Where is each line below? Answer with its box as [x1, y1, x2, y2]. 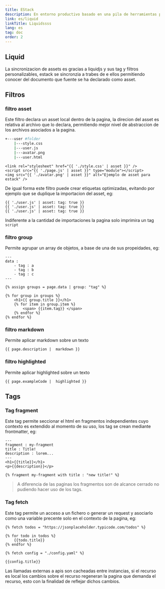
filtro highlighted [5, 358, 46, 365]
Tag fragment [5, 407, 38, 414]
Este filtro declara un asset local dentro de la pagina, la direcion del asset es [5, 117, 160, 123]
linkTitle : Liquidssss [5, 21, 52, 26]
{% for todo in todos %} [5, 533, 56, 538]
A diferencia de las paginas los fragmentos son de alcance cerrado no [17, 481, 160, 487]
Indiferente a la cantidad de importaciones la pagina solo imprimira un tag [5, 217, 154, 223]
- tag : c [14, 272, 34, 277]
